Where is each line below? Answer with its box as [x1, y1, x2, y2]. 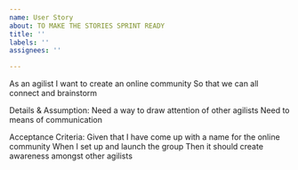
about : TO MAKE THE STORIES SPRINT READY [9, 21, 165, 30]
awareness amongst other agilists [9, 150, 133, 161]
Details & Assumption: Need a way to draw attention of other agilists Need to [9, 105, 290, 116]
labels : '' [9, 37, 50, 47]
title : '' [9, 29, 46, 38]
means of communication [9, 115, 103, 125]
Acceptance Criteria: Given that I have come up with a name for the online [9, 132, 280, 142]
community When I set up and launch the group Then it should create [9, 142, 264, 152]
